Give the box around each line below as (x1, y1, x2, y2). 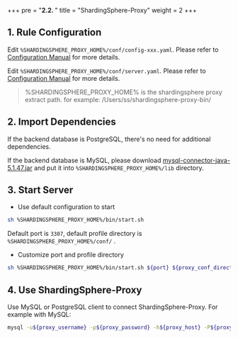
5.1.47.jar (7, 163, 33, 172)
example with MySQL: (7, 310, 72, 318)
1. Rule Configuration (7, 26, 102, 38)
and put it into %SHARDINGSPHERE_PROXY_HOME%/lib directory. (34, 163, 204, 172)
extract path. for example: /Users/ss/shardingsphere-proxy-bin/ (24, 95, 211, 103)
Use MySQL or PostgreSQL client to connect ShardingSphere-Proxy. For (7, 303, 218, 311)
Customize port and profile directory (17, 251, 124, 259)
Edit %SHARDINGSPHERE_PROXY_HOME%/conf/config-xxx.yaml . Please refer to (7, 45, 219, 54)
